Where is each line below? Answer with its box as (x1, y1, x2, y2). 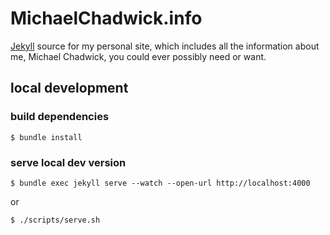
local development (10, 80, 129, 97)
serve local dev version (10, 155, 127, 169)
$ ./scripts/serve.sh (10, 215, 101, 225)
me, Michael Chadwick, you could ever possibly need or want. (10, 50, 267, 62)
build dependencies (10, 110, 110, 124)
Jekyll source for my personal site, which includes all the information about (10, 40, 320, 52)
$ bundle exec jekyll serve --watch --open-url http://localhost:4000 (10, 178, 311, 188)
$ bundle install (10, 132, 83, 142)
